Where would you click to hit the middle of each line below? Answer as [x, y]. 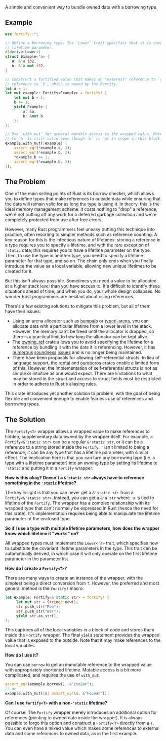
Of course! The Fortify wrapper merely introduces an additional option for [81, 712]
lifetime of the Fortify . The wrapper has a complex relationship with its [77, 503]
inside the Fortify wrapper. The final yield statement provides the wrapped [82, 635]
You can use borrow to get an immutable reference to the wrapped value [79, 665]
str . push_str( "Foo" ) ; [38, 607]
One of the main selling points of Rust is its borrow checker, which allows [80, 194]
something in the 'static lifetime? [41, 483]
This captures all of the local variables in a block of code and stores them [80, 630]
